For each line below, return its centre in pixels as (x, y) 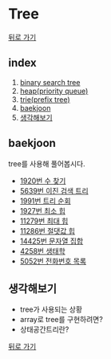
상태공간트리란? (44, 329)
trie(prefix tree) (45, 99)
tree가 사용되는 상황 (51, 309)
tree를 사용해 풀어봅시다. (47, 163)
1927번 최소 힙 (43, 210)
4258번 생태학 (42, 251)
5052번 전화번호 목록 (53, 261)
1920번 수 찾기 (43, 181)
